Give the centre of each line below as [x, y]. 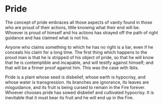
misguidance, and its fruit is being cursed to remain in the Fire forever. [75, 87]
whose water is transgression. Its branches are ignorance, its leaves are [77, 82]
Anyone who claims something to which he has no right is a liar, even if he [79, 47]
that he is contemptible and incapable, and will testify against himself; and [79, 62]
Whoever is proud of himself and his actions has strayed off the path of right [81, 32]
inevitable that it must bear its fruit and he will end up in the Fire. [69, 97]
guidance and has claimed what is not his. [47, 38]
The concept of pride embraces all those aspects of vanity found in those [79, 22]
